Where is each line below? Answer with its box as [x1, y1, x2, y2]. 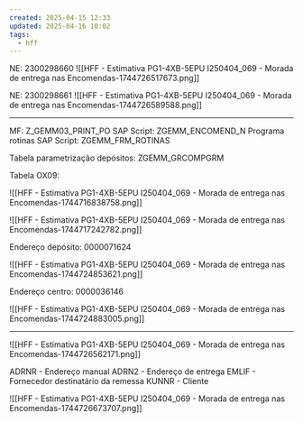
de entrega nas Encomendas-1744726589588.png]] [9, 100, 203, 111]
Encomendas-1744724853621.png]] [9, 269, 143, 280]
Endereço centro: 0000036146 [9, 286, 124, 298]
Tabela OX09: [9, 170, 60, 181]
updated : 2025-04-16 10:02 [9, 22, 111, 31]
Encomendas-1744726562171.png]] [9, 349, 142, 360]
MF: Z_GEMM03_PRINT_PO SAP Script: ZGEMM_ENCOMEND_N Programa [9, 125, 285, 136]
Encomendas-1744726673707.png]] [9, 403, 142, 414]
